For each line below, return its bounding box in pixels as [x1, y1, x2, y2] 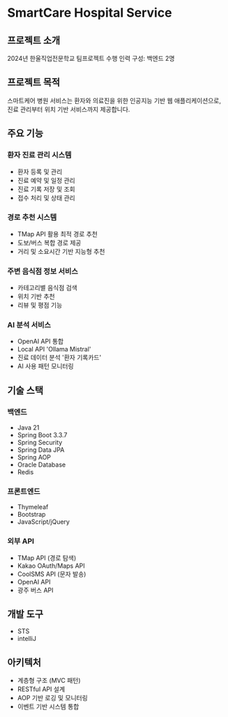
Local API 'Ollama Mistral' [17, 345, 92, 354]
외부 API [7, 536, 35, 546]
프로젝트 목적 [7, 77, 61, 89]
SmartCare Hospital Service [7, 5, 172, 21]
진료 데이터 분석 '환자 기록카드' [17, 354, 102, 362]
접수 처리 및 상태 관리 [17, 193, 75, 202]
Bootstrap [17, 511, 46, 519]
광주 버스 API [17, 586, 54, 594]
